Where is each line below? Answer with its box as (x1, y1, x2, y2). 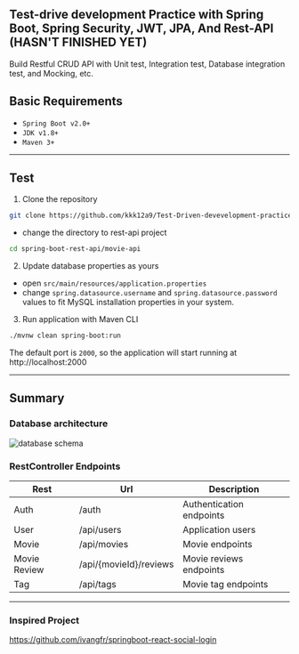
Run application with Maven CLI (21, 314, 139, 325)
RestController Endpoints (9, 460, 121, 472)
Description (208, 483, 260, 496)
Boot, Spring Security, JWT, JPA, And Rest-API (9, 21, 274, 36)
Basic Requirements (9, 93, 123, 109)
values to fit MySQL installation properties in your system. (21, 297, 234, 308)
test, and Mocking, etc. (9, 68, 93, 78)
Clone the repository (21, 194, 98, 205)
